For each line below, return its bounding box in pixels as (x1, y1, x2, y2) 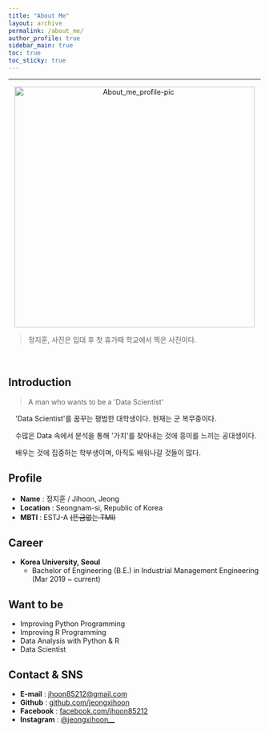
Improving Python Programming (19, 619, 126, 628)
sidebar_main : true (8, 42, 74, 50)
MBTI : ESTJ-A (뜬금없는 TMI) (19, 512, 116, 522)
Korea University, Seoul (19, 557, 101, 567)
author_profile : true (8, 34, 81, 43)
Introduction (8, 376, 72, 389)
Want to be (8, 597, 64, 611)
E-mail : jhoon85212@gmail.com (19, 689, 128, 698)
